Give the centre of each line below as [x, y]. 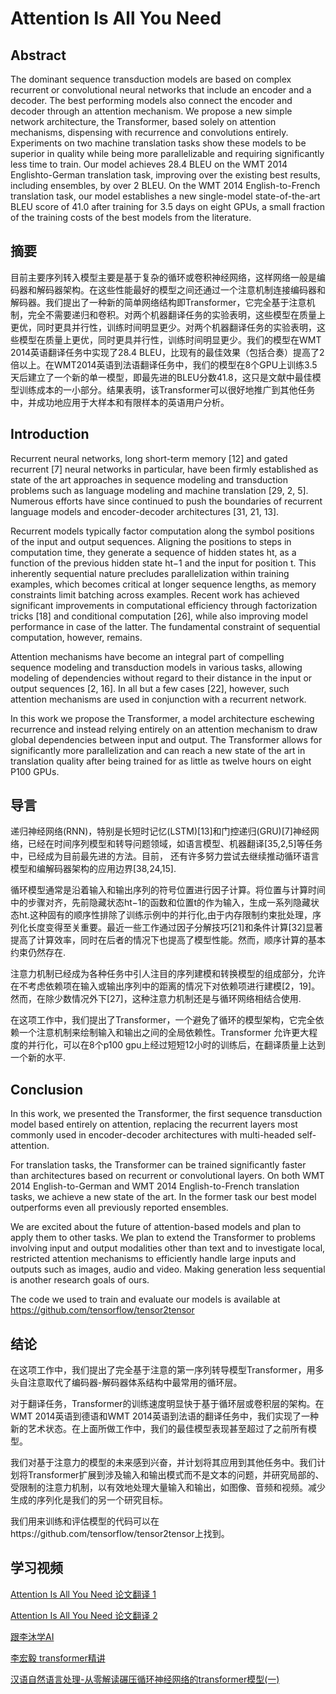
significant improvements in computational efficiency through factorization [164, 605]
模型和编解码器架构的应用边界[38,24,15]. [93, 869]
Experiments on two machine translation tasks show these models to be [158, 143]
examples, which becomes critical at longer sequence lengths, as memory [163, 584]
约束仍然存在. [38, 953]
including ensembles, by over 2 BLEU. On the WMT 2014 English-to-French [165, 185]
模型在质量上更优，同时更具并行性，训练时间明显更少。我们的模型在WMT [170, 339]
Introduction [50, 434]
